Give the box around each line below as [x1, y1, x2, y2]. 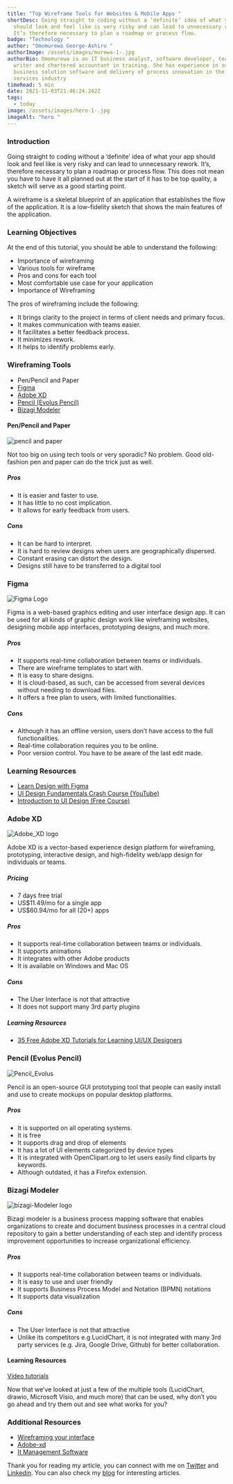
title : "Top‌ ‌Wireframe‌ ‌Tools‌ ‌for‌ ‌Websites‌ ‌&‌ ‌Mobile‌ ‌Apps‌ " [7, 10, 182, 17]
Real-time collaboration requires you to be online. [17, 741, 159, 749]
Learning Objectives [7, 227, 78, 237]
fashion [7, 457, 29, 466]
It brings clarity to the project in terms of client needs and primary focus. [17, 313, 225, 322]
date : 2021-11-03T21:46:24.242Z [7, 88, 101, 95]
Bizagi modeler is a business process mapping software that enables [7, 1214, 204, 1223]
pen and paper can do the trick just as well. [30, 457, 154, 466]
